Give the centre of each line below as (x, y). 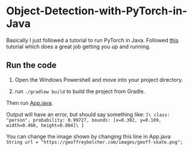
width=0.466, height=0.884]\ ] (45, 125)
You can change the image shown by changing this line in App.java (89, 136)
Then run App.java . (30, 103)
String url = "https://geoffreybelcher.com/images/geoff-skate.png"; (95, 142)
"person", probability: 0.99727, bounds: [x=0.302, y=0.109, (84, 120)
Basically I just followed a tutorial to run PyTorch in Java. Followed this (93, 40)
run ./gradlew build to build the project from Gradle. (80, 91)
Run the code (31, 65)
